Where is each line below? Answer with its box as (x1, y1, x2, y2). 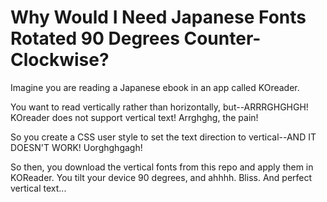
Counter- (183, 27, 262, 50)
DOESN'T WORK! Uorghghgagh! (10, 141, 143, 153)
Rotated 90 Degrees (10, 27, 180, 50)
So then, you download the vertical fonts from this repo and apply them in (10, 161, 314, 173)
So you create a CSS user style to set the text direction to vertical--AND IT (10, 131, 317, 143)
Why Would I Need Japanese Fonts (10, 6, 307, 29)
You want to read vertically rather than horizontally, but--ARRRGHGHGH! (10, 101, 309, 113)
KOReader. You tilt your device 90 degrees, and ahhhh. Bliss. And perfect (10, 171, 313, 183)
